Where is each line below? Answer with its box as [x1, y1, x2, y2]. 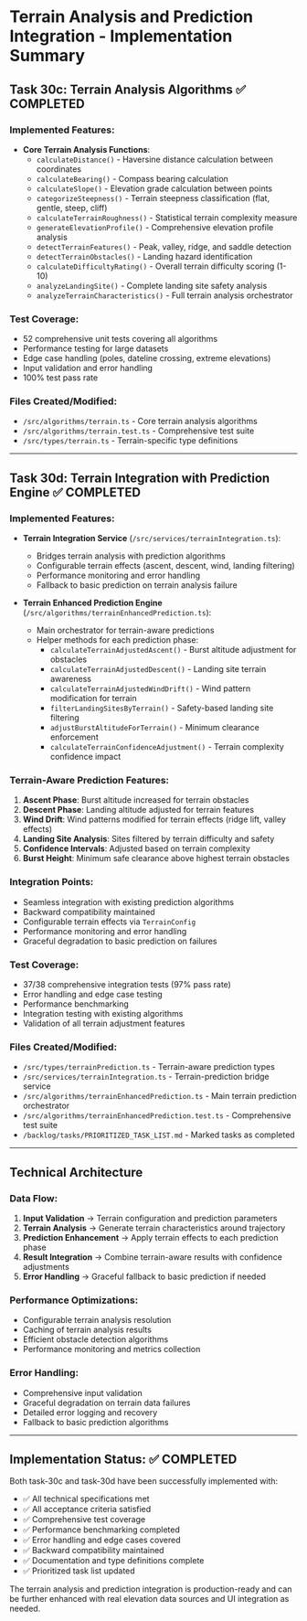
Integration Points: [9, 876, 94, 889]
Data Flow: [9, 1191, 58, 1204]
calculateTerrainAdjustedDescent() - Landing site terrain [49, 664, 267, 675]
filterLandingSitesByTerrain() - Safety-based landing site [49, 702, 274, 714]
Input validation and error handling [22, 363, 153, 374]
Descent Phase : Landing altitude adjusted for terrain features [22, 805, 254, 816]
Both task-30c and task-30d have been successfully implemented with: [9, 1476, 279, 1487]
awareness [49, 674, 91, 685]
